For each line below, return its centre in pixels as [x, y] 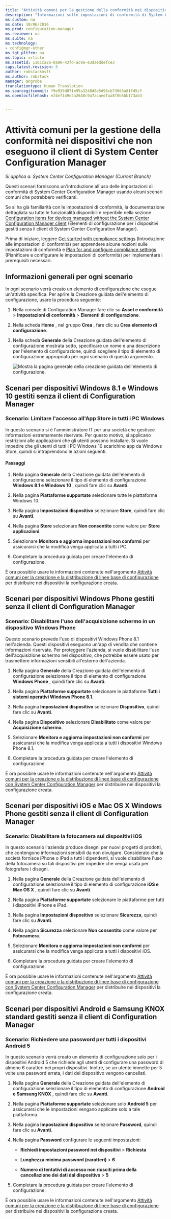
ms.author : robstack [27, 77]
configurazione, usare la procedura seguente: [53, 300]
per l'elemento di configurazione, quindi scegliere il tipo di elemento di [86, 351]
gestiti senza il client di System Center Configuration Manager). [72, 229]
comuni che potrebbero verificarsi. [41, 197]
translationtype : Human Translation [44, 86]
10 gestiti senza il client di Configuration [70, 396]
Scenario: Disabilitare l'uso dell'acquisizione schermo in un [80, 622]
